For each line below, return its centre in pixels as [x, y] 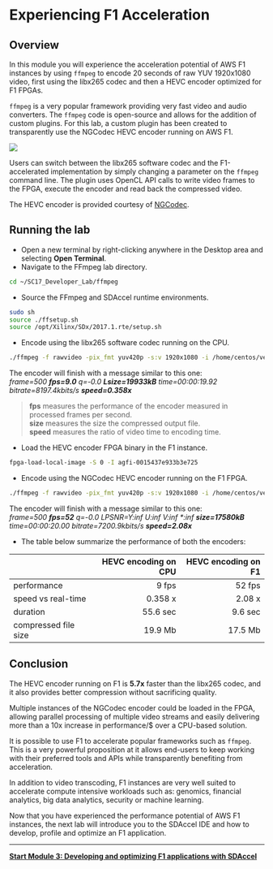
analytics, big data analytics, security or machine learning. [107, 800]
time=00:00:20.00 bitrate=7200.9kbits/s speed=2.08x [101, 525]
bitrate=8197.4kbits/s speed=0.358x [70, 391]
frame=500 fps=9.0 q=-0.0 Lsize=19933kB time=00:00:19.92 [113, 382]
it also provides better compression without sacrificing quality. [113, 692]
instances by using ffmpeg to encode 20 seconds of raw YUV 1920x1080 [130, 73]
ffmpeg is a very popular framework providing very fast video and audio [128, 106]
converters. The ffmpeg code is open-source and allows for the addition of [133, 115]
